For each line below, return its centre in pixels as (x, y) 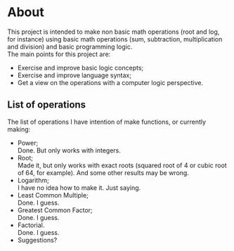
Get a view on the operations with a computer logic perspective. (110, 82)
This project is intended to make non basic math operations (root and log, (113, 32)
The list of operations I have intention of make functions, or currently (106, 122)
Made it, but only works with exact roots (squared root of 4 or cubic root (122, 165)
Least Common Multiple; (53, 195)
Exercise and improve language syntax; (74, 75)
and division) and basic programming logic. (70, 46)
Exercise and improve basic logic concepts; (80, 67)
